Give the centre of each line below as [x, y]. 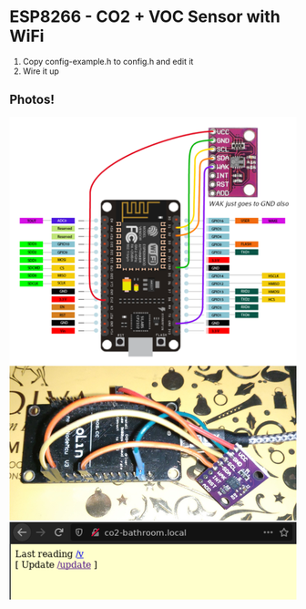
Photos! [32, 100]
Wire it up [41, 71]
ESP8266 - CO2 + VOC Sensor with [145, 17]
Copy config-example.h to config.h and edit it [108, 61]
